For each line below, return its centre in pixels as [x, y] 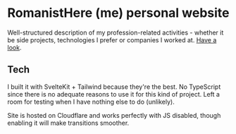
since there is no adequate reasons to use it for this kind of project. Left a [114, 94]
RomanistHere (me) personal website [118, 13]
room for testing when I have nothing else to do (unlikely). [91, 102]
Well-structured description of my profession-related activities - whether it [116, 32]
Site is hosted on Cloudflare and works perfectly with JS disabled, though [114, 115]
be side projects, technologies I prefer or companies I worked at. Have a [112, 39]
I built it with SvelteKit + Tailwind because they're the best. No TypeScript [114, 87]
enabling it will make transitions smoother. [68, 123]
